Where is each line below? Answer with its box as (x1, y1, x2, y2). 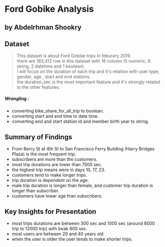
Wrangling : (4, 95, 29, 102)
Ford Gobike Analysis (4, 3, 94, 15)
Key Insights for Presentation (4, 207, 97, 215)
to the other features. (16, 84, 60, 90)
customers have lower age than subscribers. (11, 193, 103, 199)
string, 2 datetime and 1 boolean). (16, 63, 85, 70)
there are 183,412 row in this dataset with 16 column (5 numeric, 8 (16, 58, 151, 64)
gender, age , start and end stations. (16, 74, 91, 80)
